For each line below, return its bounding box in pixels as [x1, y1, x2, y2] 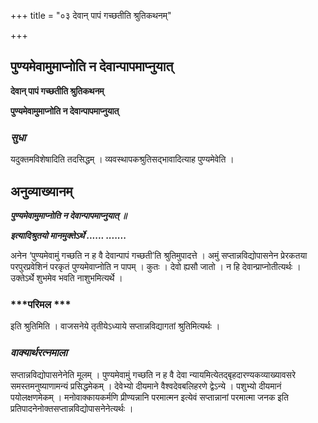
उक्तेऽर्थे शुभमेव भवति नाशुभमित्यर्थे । [10, 271, 123, 284]
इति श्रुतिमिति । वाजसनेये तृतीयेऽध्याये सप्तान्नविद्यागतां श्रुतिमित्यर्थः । [10, 320, 221, 332]
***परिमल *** [10, 297, 72, 311]
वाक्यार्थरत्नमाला [10, 346, 68, 360]
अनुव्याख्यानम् [10, 183, 73, 200]
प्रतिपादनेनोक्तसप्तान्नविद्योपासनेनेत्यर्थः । [10, 402, 134, 414]
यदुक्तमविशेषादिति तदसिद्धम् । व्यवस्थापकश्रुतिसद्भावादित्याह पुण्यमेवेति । [10, 153, 235, 165]
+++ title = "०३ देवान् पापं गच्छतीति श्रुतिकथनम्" [10, 10, 172, 21]
